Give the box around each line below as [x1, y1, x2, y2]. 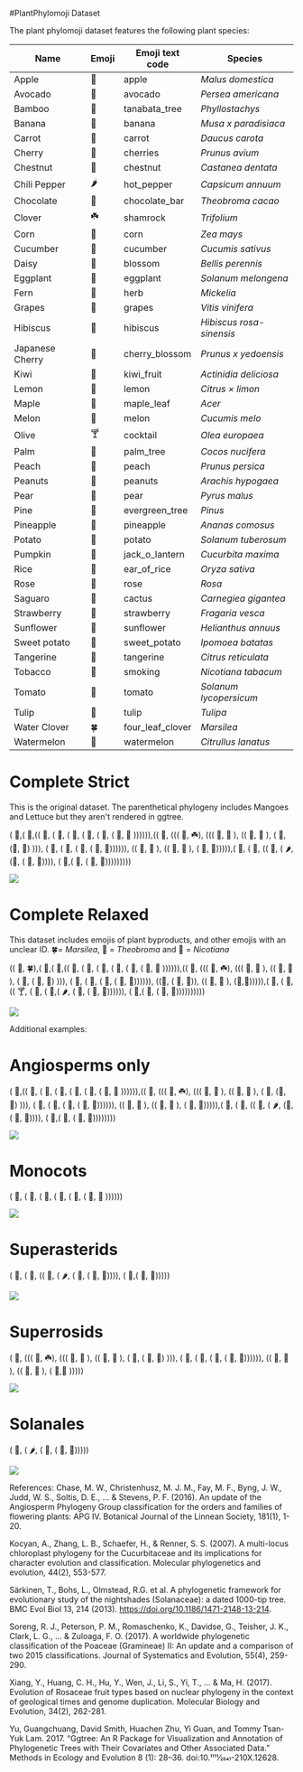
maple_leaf [123, 398, 170, 409]
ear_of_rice [123, 563, 171, 575]
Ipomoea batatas [200, 636, 273, 649]
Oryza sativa [200, 563, 255, 575]
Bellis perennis [200, 258, 263, 269]
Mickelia [200, 286, 236, 299]
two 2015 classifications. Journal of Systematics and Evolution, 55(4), [9, 1649, 269, 1661]
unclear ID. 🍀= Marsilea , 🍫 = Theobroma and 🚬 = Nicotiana [9, 943, 230, 954]
